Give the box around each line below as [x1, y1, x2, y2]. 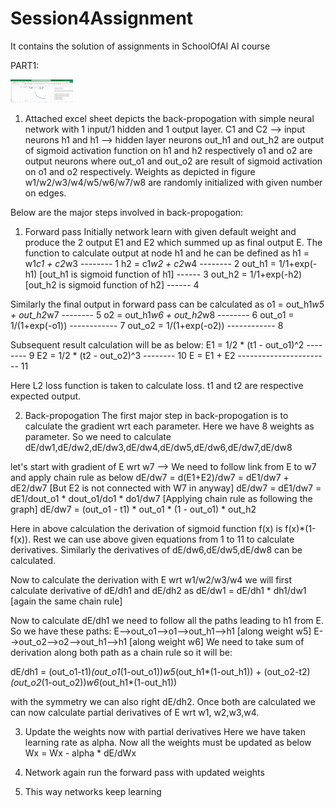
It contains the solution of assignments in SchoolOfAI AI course [10, 40, 271, 52]
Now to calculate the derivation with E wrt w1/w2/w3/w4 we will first [10, 574, 293, 586]
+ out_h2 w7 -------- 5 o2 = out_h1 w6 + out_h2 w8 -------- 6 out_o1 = [10, 309, 295, 321]
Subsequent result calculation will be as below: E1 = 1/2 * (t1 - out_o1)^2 [10, 339, 305, 351]
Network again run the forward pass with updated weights [24, 767, 265, 779]
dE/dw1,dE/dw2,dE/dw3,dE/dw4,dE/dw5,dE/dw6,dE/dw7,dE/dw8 [24, 442, 293, 454]
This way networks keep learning [24, 786, 162, 798]
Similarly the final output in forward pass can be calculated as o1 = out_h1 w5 [10, 298, 325, 311]
